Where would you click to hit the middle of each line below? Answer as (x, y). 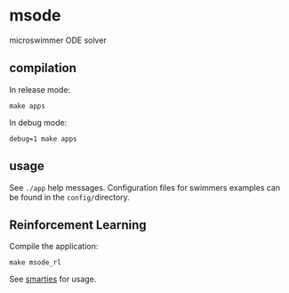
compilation (43, 68)
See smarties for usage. (53, 279)
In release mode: (40, 89)
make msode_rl (36, 263)
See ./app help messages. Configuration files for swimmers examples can (145, 187)
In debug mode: (38, 122)
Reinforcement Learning (78, 225)
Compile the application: (54, 247)
